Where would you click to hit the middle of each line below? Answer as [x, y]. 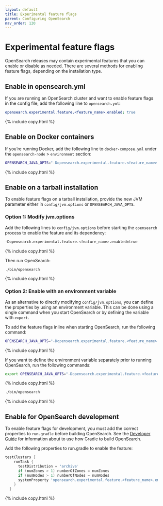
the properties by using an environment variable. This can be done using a [79, 307]
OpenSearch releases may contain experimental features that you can [75, 61]
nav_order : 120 [20, 23]
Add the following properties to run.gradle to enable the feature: [69, 448]
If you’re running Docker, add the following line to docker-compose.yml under [81, 149]
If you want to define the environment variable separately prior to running [78, 360]
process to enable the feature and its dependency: [56, 233]
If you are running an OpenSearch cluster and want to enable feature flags [79, 98]
